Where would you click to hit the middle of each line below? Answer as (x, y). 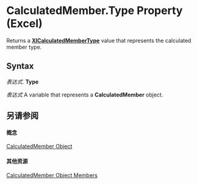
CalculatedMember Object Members (52, 175)
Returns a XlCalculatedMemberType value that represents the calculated (99, 40)
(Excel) (24, 24)
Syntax (20, 66)
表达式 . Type (23, 82)
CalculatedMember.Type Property (95, 11)
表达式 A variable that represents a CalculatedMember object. (85, 95)
